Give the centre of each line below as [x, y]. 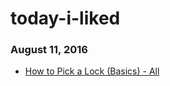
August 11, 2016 [49, 50]
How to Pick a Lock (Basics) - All [92, 71]
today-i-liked [65, 18]
